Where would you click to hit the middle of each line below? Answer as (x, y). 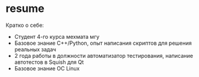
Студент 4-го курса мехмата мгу (57, 36)
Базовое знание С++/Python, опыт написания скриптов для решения (103, 43)
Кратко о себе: (25, 25)
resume (25, 9)
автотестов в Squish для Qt (49, 62)
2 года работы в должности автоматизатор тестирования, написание (104, 56)
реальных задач (35, 49)
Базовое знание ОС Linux (47, 68)
